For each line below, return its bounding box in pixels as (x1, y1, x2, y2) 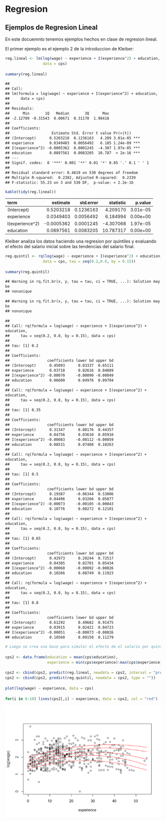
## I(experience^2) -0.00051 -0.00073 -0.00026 (5, 630, 114, 635)
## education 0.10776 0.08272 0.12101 (5, 506, 114, 511)
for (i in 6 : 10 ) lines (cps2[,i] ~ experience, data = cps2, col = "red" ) (5, 696, 158, 701)
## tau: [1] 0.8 (5, 600, 39, 605)
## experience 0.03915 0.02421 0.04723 (5, 625, 114, 630)
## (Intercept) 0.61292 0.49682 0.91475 (5, 620, 114, 625)
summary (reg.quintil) (5, 269, 50, 274)
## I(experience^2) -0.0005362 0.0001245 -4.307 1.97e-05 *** (5, 145, 140, 150)
